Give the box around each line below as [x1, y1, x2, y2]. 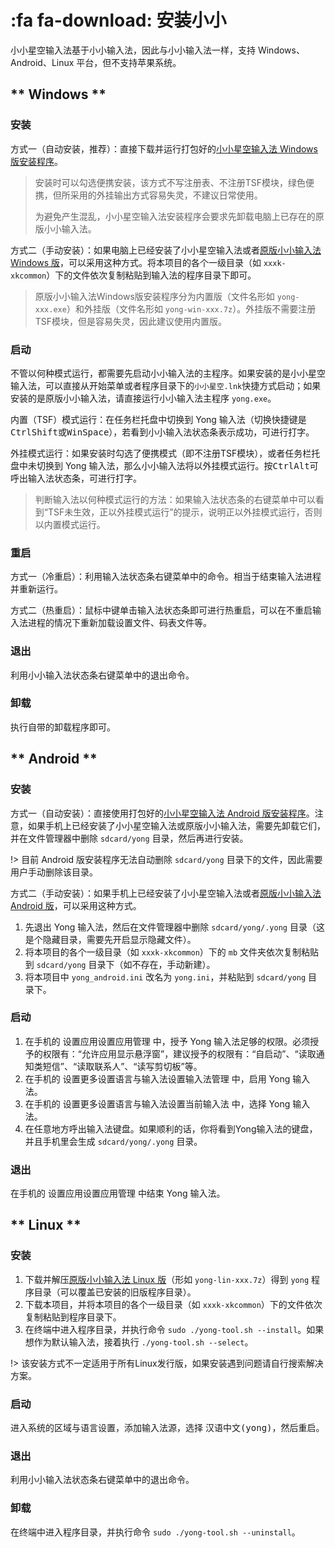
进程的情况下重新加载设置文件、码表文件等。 [27, 617, 212, 629]
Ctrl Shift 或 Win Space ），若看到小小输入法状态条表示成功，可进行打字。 [10, 426, 315, 438]
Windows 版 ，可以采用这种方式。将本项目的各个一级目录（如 [10, 256, 262, 268]
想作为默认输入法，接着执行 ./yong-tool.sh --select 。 [24, 1336, 254, 1348]
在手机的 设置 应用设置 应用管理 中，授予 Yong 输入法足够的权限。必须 [24, 1035, 311, 1047]
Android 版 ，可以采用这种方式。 [10, 899, 142, 911]
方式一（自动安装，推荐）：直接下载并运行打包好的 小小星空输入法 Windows [10, 142, 318, 155]
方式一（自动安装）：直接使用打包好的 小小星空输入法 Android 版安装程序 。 [10, 807, 315, 819]
